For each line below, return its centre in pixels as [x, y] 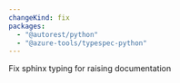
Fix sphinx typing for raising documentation [90, 69]
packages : [27, 26]
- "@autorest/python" [58, 34]
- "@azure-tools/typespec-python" [82, 43]
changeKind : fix [39, 18]
